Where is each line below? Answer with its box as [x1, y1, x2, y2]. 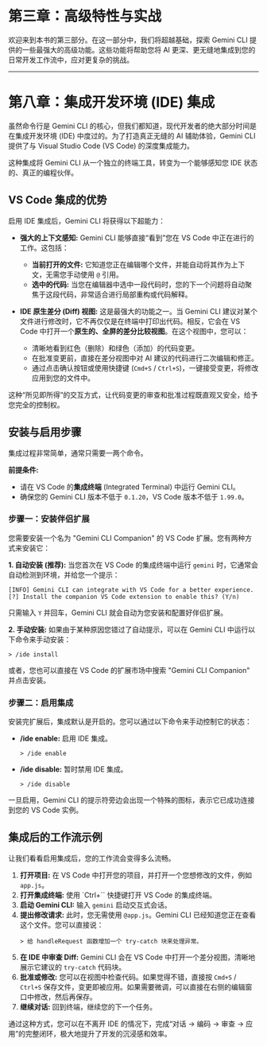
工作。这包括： [19, 243, 69, 252]
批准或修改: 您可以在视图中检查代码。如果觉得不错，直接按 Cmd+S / [19, 972, 237, 982]
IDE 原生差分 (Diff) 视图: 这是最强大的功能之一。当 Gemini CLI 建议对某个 [19, 306, 258, 316]
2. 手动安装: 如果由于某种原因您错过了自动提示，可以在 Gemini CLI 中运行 [8, 624, 249, 634]
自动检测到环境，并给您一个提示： [8, 570, 120, 579]
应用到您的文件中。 [31, 373, 95, 383]
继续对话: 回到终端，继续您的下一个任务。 [19, 1001, 157, 1011]
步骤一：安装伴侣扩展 [8, 514, 90, 525]
